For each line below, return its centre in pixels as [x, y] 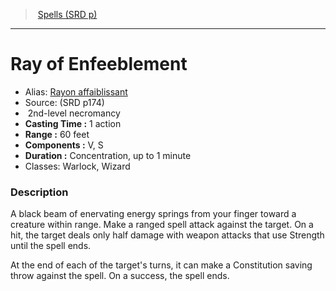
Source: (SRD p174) [64, 102]
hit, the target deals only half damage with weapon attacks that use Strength [167, 235]
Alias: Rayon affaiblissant [76, 91]
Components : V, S [64, 145]
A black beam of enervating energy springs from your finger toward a [153, 214]
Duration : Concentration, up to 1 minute [108, 155]
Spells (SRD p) [67, 14]
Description [39, 192]
